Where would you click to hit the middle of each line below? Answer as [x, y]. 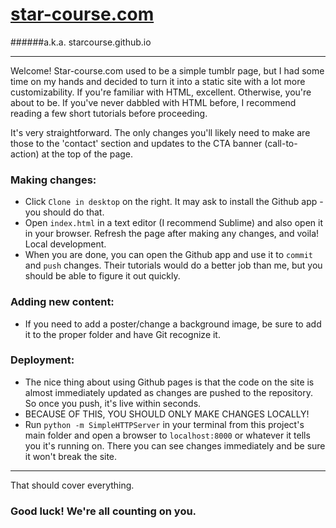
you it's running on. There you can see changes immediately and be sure [175, 445]
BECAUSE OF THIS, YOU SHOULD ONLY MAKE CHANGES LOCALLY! [167, 414]
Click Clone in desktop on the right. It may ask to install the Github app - [174, 202]
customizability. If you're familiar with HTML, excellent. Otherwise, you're [161, 92]
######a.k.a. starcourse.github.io [81, 42]
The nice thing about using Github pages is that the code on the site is [169, 382]
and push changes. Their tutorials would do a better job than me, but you [173, 265]
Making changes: [53, 180]
